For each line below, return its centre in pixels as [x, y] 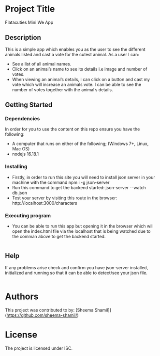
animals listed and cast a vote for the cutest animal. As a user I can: [72, 54]
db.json [20, 193]
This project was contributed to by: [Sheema [49, 310]
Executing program [28, 215]
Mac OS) [21, 149]
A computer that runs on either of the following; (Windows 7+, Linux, [80, 144]
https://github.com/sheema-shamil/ [42, 315]
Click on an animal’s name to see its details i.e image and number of [80, 69]
